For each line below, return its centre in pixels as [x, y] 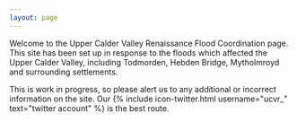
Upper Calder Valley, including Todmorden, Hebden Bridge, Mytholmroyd [144, 62]
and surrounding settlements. [64, 72]
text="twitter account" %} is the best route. [89, 108]
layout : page [34, 17]
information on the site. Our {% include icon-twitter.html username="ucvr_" [148, 99]
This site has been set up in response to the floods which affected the [138, 52]
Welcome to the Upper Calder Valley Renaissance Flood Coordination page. [149, 43]
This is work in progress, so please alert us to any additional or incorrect [143, 89]
